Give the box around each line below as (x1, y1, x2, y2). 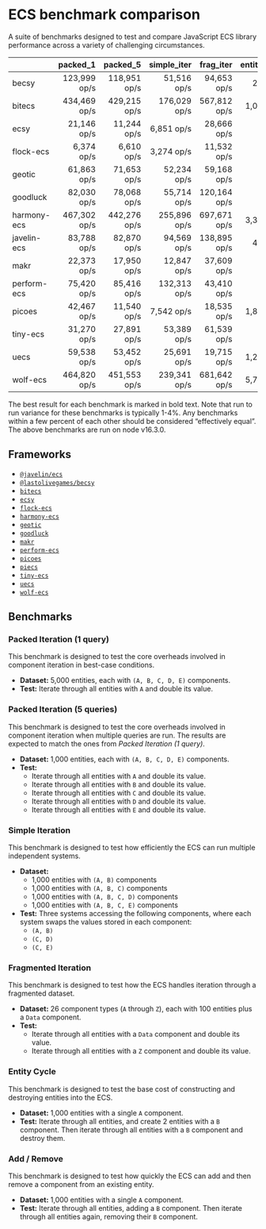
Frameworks (8, 448, 72, 461)
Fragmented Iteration (8, 962, 92, 973)
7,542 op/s (150, 306, 192, 317)
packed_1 (58, 59, 97, 70)
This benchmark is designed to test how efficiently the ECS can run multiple (8, 843, 256, 853)
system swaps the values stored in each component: (19, 917, 192, 927)
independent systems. (8, 851, 81, 861)
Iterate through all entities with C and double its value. (31, 788, 207, 797)
